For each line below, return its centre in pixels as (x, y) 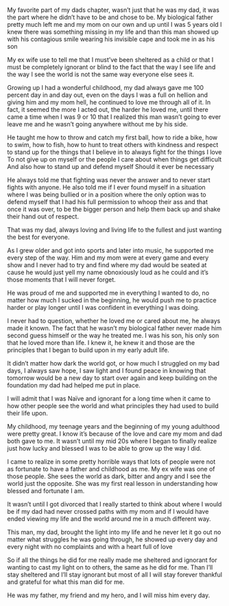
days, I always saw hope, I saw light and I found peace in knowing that (107, 371)
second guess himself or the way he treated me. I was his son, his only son (113, 335)
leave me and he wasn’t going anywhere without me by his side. (98, 124)
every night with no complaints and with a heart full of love (90, 547)
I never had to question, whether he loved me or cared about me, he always (114, 321)
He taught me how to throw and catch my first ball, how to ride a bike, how (112, 137)
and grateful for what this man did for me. (66, 582)
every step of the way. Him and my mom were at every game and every (108, 258)
